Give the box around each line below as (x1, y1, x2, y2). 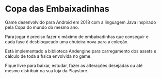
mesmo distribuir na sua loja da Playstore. (5, 67, 89, 73)
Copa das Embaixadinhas (5, 3, 110, 14)
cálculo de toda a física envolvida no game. (5, 53, 92, 59)
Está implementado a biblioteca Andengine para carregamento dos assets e (5, 48, 157, 54)
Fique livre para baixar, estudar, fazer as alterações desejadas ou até (5, 63, 143, 68)
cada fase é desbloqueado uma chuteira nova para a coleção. (5, 39, 129, 44)
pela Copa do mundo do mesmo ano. (5, 24, 79, 30)
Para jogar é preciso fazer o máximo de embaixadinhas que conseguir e (5, 34, 149, 39)
